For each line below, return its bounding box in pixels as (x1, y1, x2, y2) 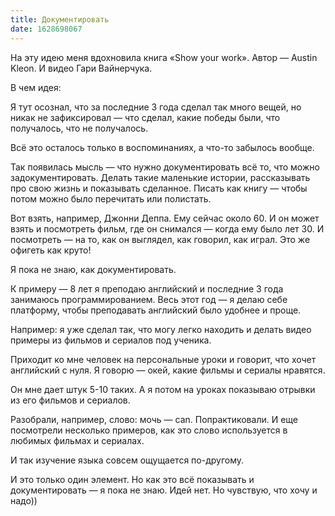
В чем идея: (10, 81, 62, 93)
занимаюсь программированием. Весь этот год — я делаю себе (10, 293, 288, 305)
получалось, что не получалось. (10, 122, 149, 134)
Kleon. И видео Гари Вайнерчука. (10, 62, 153, 74)
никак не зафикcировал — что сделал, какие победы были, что (10, 111, 281, 123)
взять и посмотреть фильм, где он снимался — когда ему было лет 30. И (10, 222, 325, 235)
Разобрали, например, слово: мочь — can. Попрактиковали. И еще (10, 413, 299, 425)
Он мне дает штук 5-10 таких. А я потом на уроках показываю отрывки (10, 383, 316, 395)
